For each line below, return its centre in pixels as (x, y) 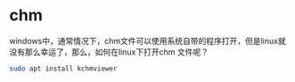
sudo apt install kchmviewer (63, 68)
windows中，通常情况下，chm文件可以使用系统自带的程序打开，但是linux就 (148, 41)
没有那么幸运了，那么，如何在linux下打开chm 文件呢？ (109, 52)
